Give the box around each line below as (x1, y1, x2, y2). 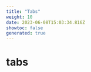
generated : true (6, 30, 46, 36)
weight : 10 (6, 14, 33, 20)
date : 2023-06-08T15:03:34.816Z (6, 19, 85, 25)
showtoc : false (6, 25, 43, 31)
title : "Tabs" (6, 8, 41, 15)
